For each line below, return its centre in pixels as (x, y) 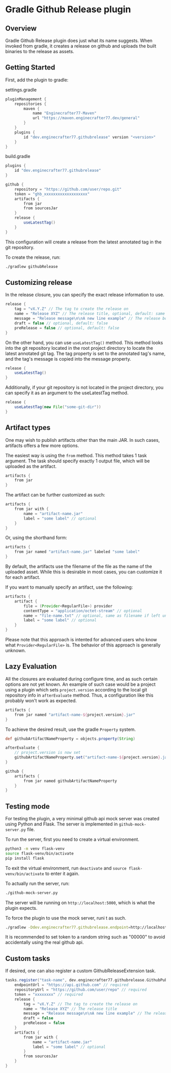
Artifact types (28, 428)
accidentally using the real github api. (45, 943)
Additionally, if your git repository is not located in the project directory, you (84, 388)
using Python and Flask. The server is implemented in (62, 824)
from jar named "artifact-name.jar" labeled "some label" (77, 552)
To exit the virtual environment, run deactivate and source (66, 868)
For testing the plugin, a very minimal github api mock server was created (82, 819)
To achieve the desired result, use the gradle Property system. (70, 729)
